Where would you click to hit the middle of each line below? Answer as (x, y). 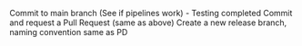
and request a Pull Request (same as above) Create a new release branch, (148, 23)
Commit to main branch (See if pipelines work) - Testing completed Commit (151, 13)
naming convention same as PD (69, 32)
